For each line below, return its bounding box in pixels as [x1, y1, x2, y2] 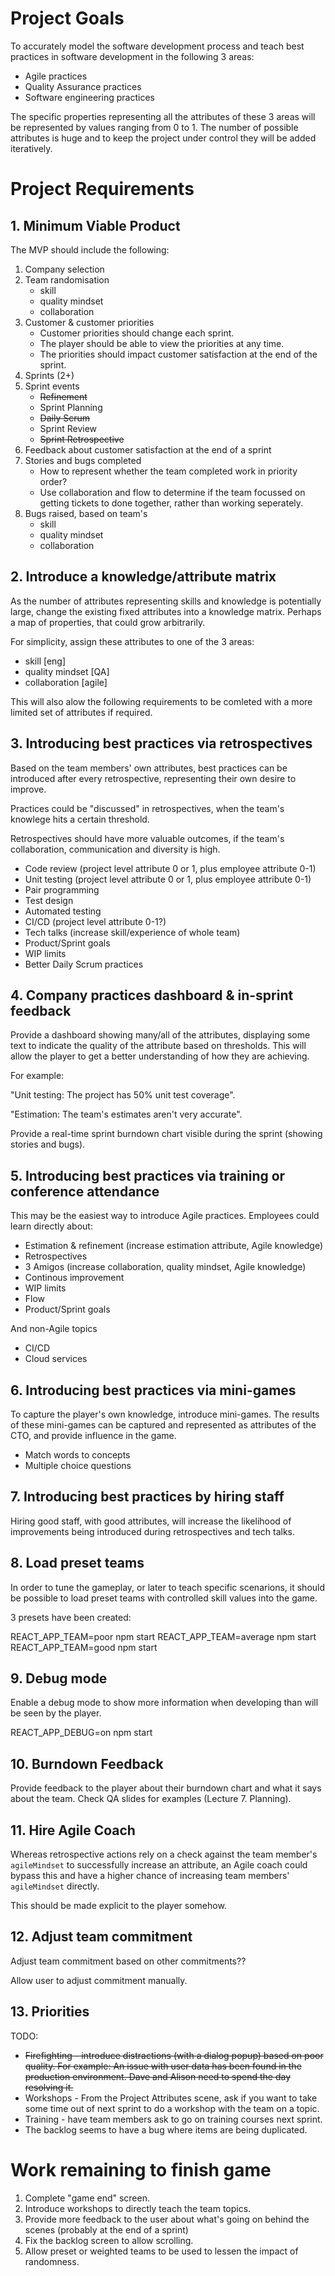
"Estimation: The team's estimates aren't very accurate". [10, 1108, 243, 1121]
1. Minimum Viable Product [10, 217, 181, 234]
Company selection [24, 263, 105, 275]
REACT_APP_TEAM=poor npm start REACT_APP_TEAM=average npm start [10, 1630, 317, 1642]
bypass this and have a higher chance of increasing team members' [10, 1870, 290, 1882]
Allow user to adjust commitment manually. [10, 1974, 188, 1986]
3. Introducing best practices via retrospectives [10, 735, 313, 752]
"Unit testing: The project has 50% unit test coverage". [10, 1089, 236, 1101]
